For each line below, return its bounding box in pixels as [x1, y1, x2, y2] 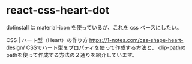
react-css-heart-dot [6, 4, 110, 17]
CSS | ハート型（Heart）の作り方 [6, 36, 88, 43]
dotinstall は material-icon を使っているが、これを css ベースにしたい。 [6, 24, 182, 31]
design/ [6, 44, 25, 51]
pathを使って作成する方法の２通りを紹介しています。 [6, 51, 137, 58]
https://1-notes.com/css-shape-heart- [89, 36, 184, 43]
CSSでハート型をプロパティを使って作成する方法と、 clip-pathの [26, 44, 186, 51]
